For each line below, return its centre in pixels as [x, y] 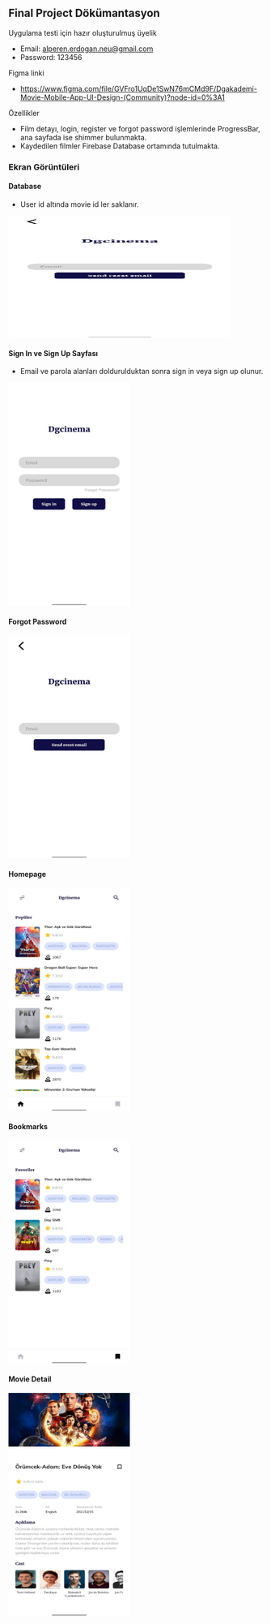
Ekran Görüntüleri [44, 167]
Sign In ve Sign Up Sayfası [53, 353]
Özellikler [24, 113]
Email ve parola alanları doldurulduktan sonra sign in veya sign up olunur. [142, 372]
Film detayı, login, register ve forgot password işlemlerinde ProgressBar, [140, 128]
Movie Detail [30, 1379]
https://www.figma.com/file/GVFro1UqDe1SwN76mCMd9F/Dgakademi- [138, 88]
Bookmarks [28, 1127]
